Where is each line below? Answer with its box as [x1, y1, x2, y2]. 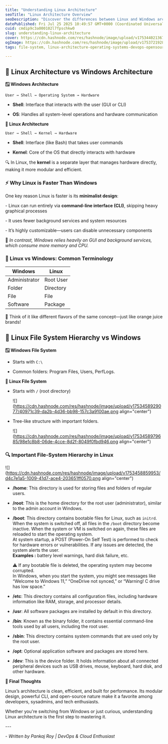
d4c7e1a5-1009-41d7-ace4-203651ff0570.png [5, 475, 101, 481]
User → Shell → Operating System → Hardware [5, 93, 99, 98]
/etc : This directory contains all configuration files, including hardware [12, 593, 157, 599]
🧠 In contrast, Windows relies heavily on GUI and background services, [5, 237, 152, 243]
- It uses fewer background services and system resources [5, 217, 127, 223]
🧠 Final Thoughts [5, 678, 41, 684]
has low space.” [12, 583, 45, 590]
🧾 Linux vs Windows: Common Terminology [5, 255, 113, 262]
